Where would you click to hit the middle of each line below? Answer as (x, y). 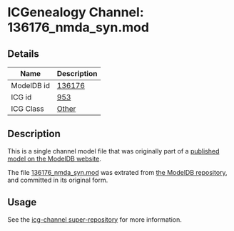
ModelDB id (31, 86)
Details (23, 54)
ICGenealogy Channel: (76, 12)
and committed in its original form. (58, 180)
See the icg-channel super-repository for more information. (95, 219)
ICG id (21, 97)
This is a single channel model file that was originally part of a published (113, 151)
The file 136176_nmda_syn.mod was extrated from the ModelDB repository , (117, 172)
